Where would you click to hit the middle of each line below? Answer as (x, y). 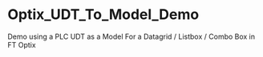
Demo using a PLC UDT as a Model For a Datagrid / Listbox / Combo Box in (131, 36)
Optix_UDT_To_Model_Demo (103, 15)
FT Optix (22, 44)
